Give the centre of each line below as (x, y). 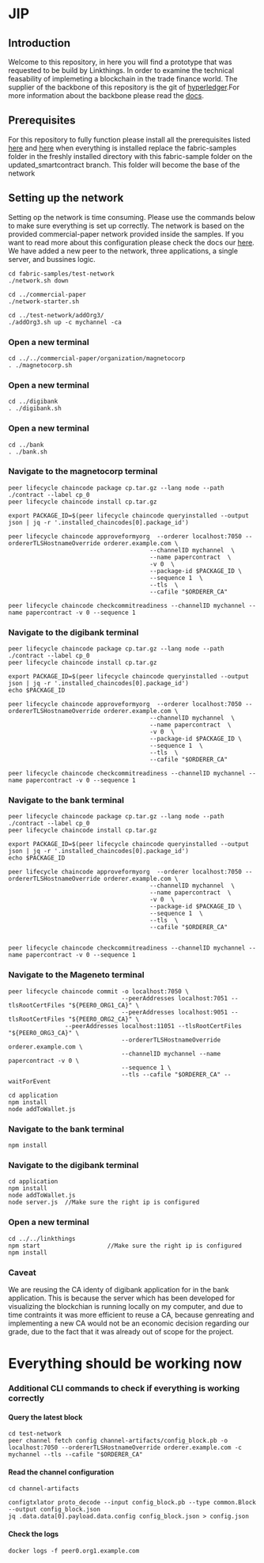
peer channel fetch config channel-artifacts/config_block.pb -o (118, 1441)
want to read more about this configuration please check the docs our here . (131, 242)
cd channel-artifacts (44, 1489)
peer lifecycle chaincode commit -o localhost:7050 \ (99, 991)
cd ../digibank (33, 402)
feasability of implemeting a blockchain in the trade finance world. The (123, 79)
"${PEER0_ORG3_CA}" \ (44, 1033)
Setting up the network (66, 198)
